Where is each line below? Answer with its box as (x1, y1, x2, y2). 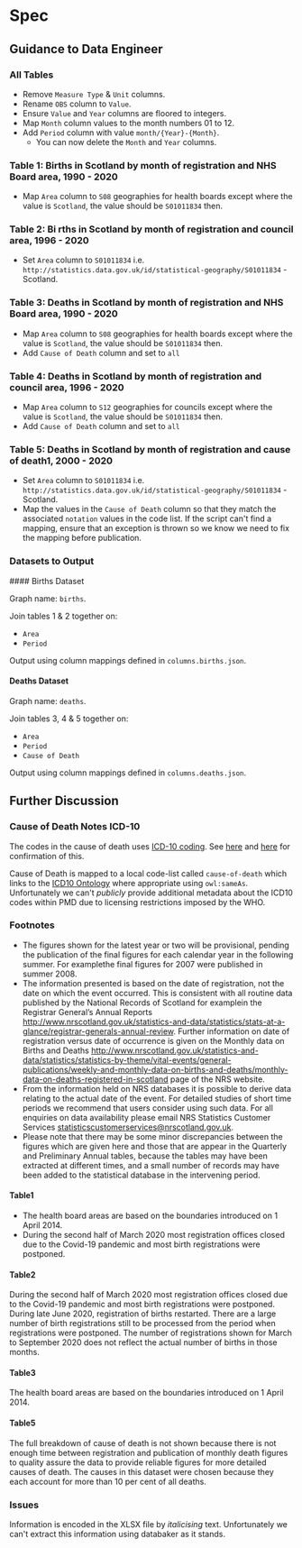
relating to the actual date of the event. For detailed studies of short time (22, 1093, 292, 1104)
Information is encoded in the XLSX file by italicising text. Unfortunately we (9, 1518, 288, 1529)
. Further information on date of (172, 1025, 290, 1037)
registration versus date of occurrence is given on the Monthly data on (22, 1035, 286, 1046)
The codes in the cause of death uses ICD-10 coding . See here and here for (9, 840, 291, 852)
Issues (9, 1498, 40, 1511)
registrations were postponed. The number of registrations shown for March (9, 1327, 293, 1339)
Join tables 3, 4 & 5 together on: (9, 713, 129, 724)
